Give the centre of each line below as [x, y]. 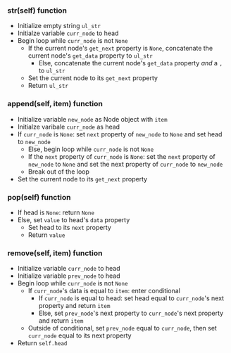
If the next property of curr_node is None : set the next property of [122, 156]
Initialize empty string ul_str [59, 26]
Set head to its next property [69, 227]
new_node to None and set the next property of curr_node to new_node [125, 164]
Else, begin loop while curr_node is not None [91, 149]
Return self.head [42, 343]
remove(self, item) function [55, 253]
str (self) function [37, 11]
